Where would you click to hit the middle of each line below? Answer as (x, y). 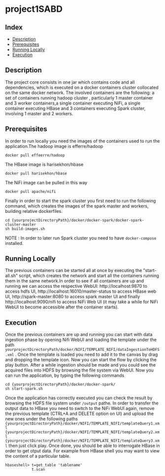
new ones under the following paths (41, 419)
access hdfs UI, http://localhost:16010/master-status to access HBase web (81, 291)
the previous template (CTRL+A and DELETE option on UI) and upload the (80, 414)
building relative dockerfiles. (34, 211)
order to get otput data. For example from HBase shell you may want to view (82, 451)
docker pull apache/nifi (31, 191)
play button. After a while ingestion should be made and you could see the (81, 365)
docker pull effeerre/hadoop (35, 155)
